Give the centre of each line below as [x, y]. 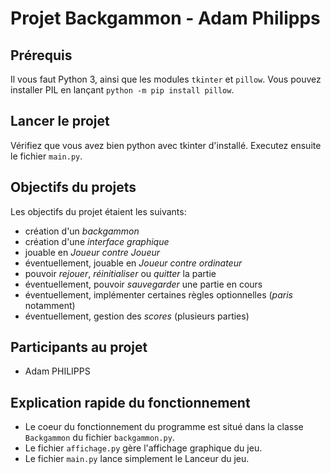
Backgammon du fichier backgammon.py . [99, 438]
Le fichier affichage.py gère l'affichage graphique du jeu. [143, 448]
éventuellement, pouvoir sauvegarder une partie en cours [143, 284]
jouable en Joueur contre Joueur [92, 252]
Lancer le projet [60, 121]
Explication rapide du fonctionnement [130, 402]
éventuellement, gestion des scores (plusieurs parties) [137, 316]
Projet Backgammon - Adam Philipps [165, 18]
